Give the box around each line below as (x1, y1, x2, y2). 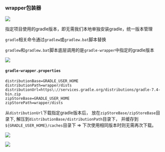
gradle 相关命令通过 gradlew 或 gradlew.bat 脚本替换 (5, 36, 107, 43)
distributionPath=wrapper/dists (5, 83, 72, 88)
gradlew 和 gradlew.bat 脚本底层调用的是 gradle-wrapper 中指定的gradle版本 (5, 47, 155, 53)
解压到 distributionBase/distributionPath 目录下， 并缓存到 (16, 116, 139, 122)
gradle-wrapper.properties (5, 68, 61, 73)
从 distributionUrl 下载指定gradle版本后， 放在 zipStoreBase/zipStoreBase (5, 110, 156, 116)
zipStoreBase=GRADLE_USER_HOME (5, 96, 70, 101)
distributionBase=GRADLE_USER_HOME (5, 78, 79, 83)
